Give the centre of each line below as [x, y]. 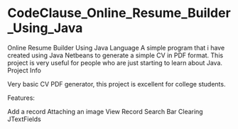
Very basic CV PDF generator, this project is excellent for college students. [117, 84]
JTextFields [24, 119]
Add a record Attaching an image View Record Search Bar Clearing [106, 111]
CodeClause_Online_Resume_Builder [119, 13]
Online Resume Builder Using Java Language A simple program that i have [116, 47]
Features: [21, 98]
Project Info [24, 70]
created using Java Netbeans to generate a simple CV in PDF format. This [115, 55]
